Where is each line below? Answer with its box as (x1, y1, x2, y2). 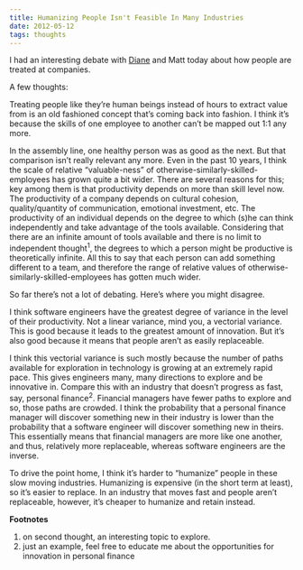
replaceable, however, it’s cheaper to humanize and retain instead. (9, 496, 256, 507)
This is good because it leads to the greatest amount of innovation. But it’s (9, 326, 285, 336)
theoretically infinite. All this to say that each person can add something (9, 253, 276, 263)
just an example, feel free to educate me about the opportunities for (22, 540, 275, 551)
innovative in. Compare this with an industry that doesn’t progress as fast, (9, 382, 284, 392)
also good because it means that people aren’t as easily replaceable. (9, 336, 264, 346)
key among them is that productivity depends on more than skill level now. (9, 184, 285, 195)
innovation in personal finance (22, 550, 135, 561)
